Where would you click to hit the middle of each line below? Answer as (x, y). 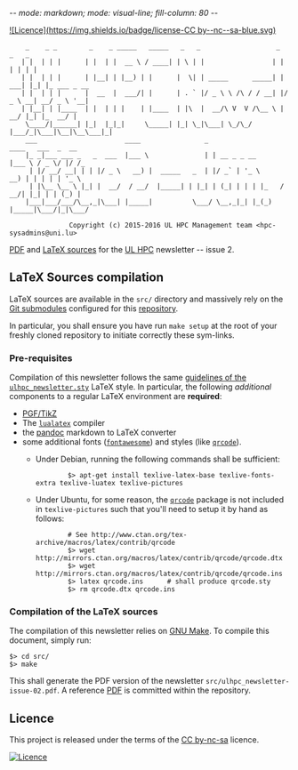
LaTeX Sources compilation (87, 278)
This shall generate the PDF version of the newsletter (107, 681)
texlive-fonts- (247, 476)
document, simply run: (50, 640)
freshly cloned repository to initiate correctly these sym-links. (122, 335)
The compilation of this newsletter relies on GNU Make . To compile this (139, 631)
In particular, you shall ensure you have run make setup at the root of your (143, 325)
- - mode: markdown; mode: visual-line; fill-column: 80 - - (114, 13)
